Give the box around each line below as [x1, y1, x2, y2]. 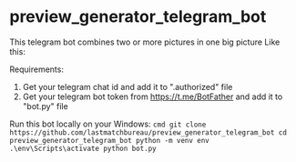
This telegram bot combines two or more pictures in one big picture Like [9, 36, 281, 47]
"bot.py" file [22, 100, 68, 111]
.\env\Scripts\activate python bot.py [9, 144, 157, 153]
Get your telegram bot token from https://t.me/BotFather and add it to [22, 91, 283, 102]
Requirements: [9, 64, 64, 75]
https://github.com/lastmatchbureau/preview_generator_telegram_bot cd [9, 127, 287, 137]
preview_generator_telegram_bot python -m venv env [9, 136, 209, 145]
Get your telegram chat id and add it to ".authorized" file [22, 81, 233, 92]
